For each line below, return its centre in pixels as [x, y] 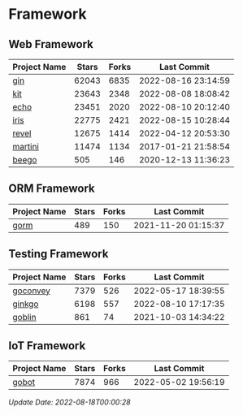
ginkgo [26, 304]
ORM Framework [52, 189]
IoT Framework [47, 346]
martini [26, 147]
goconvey [32, 291]
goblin [24, 317]
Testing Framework [59, 254]
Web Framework [51, 44]
